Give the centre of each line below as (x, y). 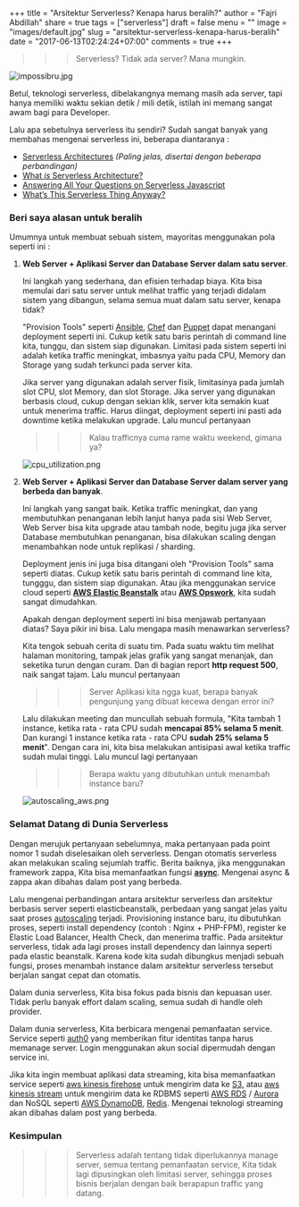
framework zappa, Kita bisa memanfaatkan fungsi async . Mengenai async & (149, 872)
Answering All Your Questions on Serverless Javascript (124, 185)
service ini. (29, 1057)
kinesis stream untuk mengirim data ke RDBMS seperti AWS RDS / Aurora (144, 1093)
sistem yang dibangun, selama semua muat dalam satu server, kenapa (151, 300)
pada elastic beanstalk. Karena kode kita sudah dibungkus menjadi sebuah (146, 956)
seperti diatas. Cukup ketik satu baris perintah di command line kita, (147, 574)
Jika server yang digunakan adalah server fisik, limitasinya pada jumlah (153, 383)
